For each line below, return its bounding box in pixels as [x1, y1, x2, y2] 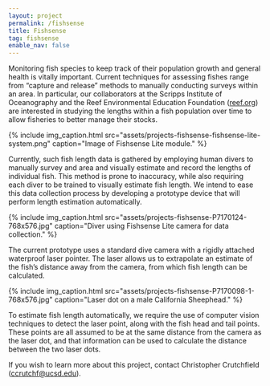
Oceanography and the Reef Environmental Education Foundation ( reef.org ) [8, 98, 259, 108]
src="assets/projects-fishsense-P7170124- [104, 213, 247, 222]
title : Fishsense [8, 26, 67, 35]
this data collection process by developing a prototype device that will [8, 189, 240, 198]
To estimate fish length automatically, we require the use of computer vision [8, 311, 260, 320]
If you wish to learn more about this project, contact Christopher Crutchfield [8, 360, 260, 370]
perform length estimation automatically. [8, 197, 142, 207]
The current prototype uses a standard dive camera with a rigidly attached [8, 246, 255, 255]
